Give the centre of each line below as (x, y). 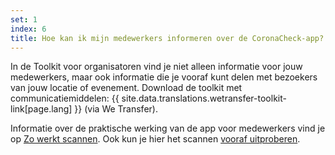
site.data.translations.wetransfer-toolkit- (204, 98)
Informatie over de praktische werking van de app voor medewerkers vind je (168, 128)
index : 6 (28, 29)
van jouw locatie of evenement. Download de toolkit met (126, 88)
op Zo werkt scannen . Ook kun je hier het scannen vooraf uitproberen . (155, 139)
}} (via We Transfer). (116, 109)
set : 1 (24, 19)
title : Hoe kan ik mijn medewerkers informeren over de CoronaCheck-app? (167, 38)
